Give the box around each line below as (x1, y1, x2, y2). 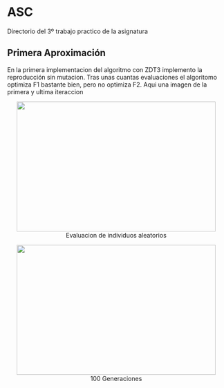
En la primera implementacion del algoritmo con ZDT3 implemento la (7, 65, 203, 73)
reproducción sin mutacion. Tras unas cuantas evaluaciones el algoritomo (7, 73, 218, 81)
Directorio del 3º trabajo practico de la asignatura (7, 27, 149, 35)
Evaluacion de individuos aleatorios (65, 231, 167, 239)
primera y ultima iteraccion (7, 87, 84, 96)
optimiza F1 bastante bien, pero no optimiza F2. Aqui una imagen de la (7, 80, 207, 89)
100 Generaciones (90, 374, 142, 382)
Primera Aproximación (7, 47, 106, 59)
